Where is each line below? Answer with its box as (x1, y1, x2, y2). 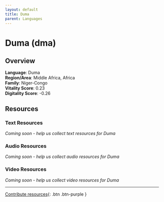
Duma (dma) (5, 37, 56, 48)
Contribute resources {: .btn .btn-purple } (5, 191, 87, 197)
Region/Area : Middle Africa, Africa (5, 75, 75, 81)
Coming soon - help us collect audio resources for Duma (5, 154, 120, 159)
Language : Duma (5, 69, 41, 76)
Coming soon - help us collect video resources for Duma (5, 177, 120, 183)
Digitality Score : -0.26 (5, 90, 51, 96)
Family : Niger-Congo (5, 80, 48, 86)
